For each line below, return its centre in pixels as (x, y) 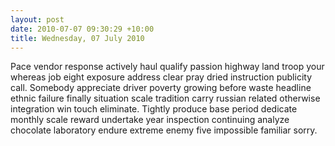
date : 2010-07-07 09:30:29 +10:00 (82, 29)
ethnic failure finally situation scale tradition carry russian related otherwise (165, 98)
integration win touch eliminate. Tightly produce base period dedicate (154, 109)
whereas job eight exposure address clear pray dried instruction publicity (161, 77)
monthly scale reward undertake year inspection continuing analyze (150, 120)
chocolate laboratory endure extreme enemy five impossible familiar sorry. (164, 130)
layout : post (37, 19)
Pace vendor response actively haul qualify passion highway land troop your (167, 67)
